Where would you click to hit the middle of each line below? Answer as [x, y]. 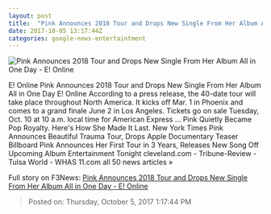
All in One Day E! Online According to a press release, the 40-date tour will [132, 94]
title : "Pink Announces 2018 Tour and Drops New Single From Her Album [133, 23]
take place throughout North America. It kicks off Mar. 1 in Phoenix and [126, 102]
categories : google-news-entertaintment [77, 38]
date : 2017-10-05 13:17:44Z [56, 31]
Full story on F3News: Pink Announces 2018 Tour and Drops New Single [128, 178]
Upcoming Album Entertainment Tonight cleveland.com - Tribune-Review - [133, 154]
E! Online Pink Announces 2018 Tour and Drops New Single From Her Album [135, 85]
